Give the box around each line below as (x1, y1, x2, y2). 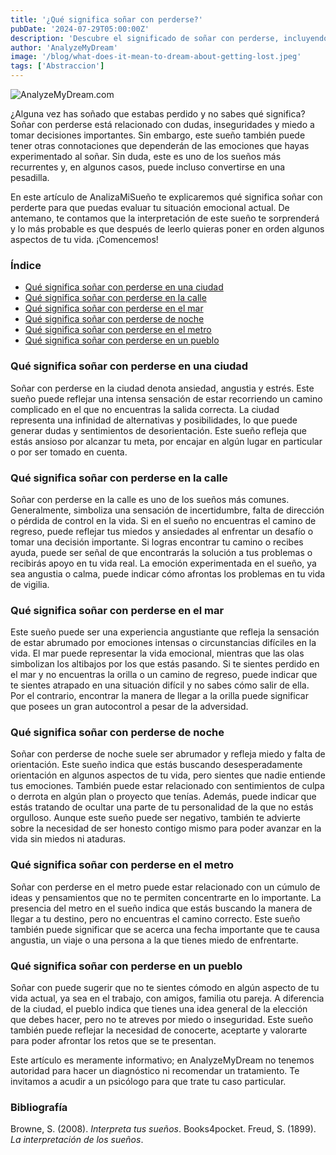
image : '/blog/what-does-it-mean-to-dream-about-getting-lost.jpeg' (10, 52, 302, 62)
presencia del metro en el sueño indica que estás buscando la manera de (10, 902, 313, 914)
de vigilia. (10, 578, 50, 590)
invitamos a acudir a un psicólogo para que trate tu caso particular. (10, 1076, 287, 1088)
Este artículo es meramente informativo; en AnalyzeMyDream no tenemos (10, 1054, 315, 1066)
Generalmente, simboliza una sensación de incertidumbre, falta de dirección (10, 504, 325, 516)
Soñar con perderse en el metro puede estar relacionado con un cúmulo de (10, 881, 321, 893)
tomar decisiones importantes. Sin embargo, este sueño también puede (10, 129, 306, 141)
